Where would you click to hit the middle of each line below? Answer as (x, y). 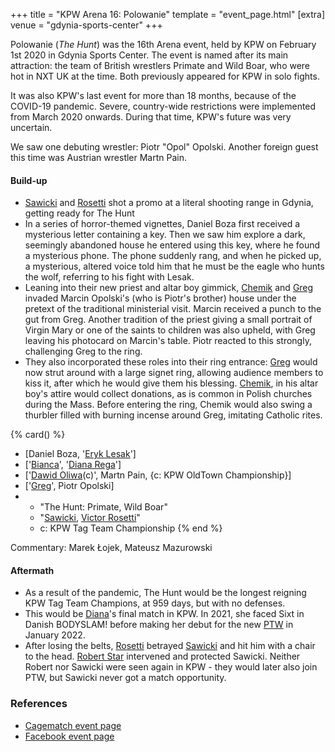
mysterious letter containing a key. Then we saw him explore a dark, (165, 235)
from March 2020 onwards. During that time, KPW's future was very (151, 117)
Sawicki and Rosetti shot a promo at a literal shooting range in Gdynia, (169, 203)
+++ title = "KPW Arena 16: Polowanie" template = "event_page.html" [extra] (167, 14)
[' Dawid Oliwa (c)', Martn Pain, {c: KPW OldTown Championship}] (158, 475)
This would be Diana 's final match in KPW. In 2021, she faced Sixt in (164, 614)
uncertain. (31, 127)
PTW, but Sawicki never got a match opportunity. (125, 678)
